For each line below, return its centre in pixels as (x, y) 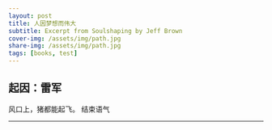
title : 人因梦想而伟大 (42, 23)
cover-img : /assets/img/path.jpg (65, 38)
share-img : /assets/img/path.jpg (65, 46)
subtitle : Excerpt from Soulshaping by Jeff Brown (96, 31)
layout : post (30, 16)
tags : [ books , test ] (43, 53)
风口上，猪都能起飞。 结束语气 (59, 109)
